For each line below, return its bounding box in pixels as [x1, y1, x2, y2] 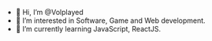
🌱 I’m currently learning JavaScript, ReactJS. [15, 24, 162, 33]
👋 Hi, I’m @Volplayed [15, 8, 84, 17]
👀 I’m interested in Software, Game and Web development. [15, 16, 206, 25]
